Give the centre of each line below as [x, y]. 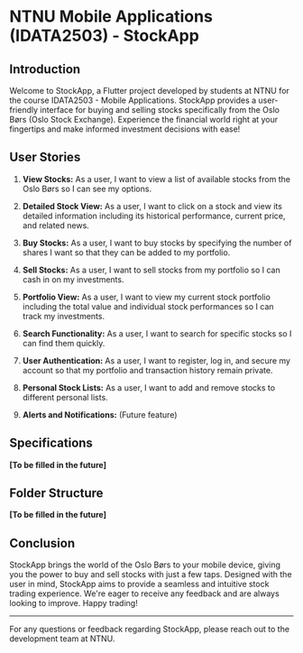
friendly [24, 110]
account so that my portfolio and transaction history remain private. [147, 370]
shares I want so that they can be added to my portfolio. [126, 252]
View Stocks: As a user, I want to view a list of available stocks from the [156, 179]
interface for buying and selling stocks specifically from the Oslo [160, 110]
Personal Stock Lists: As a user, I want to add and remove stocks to [149, 387]
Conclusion [42, 543]
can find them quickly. [64, 343]
